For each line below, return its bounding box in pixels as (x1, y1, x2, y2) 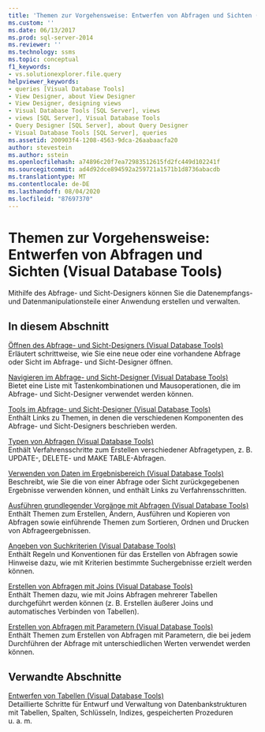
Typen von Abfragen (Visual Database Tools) (8, 437, 154, 446)
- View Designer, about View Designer (8, 92, 136, 100)
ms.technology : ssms (8, 48, 77, 56)
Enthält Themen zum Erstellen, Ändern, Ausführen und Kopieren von (8, 510, 230, 519)
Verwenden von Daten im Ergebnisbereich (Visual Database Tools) (8, 469, 225, 478)
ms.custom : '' (8, 19, 55, 27)
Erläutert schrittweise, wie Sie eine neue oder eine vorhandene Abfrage (8, 349, 241, 359)
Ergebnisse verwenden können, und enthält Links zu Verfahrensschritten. (8, 486, 247, 495)
